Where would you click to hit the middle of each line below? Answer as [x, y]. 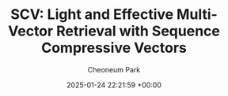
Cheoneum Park [114, 69]
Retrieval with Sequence [138, 31]
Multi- [197, 15]
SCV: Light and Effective [91, 15]
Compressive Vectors [114, 48]
